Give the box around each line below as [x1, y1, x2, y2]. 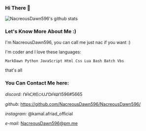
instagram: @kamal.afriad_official [5, 111, 73, 117]
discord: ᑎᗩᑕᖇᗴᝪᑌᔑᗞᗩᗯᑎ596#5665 [5, 91, 83, 97]
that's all [5, 67, 23, 73]
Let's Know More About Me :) [5, 28, 77, 35]
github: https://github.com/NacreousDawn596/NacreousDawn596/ [5, 101, 141, 107]
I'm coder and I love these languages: [5, 49, 81, 55]
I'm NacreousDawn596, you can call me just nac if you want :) [5, 39, 131, 45]
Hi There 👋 [5, 4, 30, 11]
